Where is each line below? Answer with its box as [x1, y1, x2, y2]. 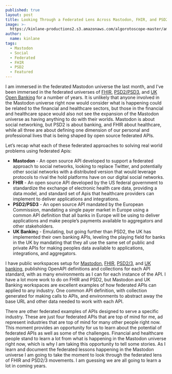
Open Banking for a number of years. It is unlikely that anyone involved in [5, 94, 160, 100]
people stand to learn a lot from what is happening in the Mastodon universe [5, 336, 166, 341]
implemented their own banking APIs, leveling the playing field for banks [12, 234, 165, 240]
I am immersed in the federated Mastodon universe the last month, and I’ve [5, 84, 164, 90]
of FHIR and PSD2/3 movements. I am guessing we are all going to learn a [5, 357, 161, 363]
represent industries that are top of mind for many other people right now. [5, 319, 161, 325]
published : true [5, 7, 40, 13]
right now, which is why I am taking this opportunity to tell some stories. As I [5, 341, 166, 347]
